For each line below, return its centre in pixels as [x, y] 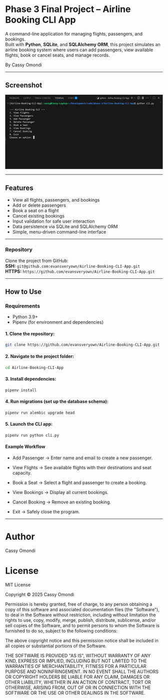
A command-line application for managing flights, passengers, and [74, 34]
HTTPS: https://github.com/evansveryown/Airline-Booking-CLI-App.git [80, 271]
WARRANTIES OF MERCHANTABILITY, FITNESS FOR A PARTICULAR [76, 666]
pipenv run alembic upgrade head [40, 413]
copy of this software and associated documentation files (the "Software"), [82, 609]
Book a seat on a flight [35, 211]
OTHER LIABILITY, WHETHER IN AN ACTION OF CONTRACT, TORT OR [78, 682]
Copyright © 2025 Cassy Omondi [40, 594]
